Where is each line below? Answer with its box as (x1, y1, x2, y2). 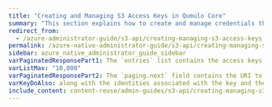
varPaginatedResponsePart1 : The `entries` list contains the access (8, 57, 244, 65)
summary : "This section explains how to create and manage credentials (8, 19, 255, 27)
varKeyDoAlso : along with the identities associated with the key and (8, 79, 252, 87)
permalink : (8, 42, 45, 50)
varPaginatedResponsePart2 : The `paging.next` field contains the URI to (8, 72, 263, 80)
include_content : (8, 86, 67, 95)
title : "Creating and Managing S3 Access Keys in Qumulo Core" (8, 11, 227, 20)
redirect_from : (8, 27, 60, 35)
